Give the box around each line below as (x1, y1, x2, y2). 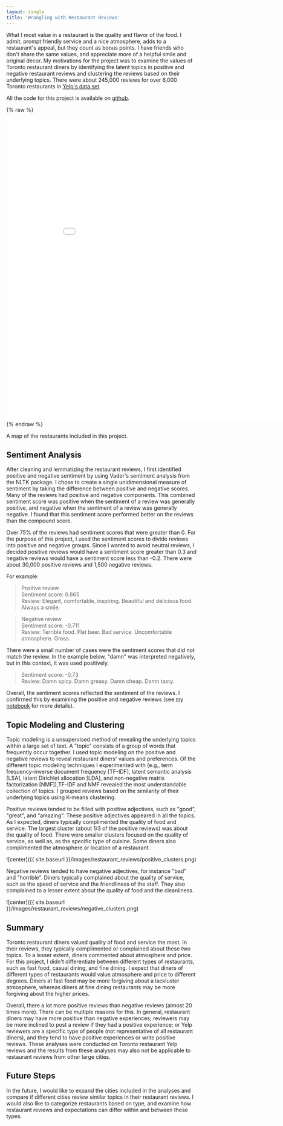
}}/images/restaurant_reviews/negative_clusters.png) (6, 905, 139, 912)
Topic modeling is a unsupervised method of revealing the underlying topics (6, 736, 196, 743)
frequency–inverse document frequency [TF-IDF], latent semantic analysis (6, 768, 192, 775)
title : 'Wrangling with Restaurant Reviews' (6, 15, 120, 21)
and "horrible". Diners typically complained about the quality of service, (6, 874, 184, 881)
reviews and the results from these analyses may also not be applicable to (6, 1047, 191, 1054)
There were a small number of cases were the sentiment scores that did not (6, 647, 195, 654)
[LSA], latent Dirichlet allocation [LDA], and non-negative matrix (6, 774, 165, 782)
